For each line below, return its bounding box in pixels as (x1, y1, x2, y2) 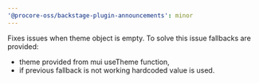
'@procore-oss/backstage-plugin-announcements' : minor (7, 11, 194, 20)
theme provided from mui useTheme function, (18, 57, 171, 66)
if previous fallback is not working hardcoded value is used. (18, 65, 215, 75)
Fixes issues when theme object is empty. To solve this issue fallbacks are (7, 33, 252, 43)
